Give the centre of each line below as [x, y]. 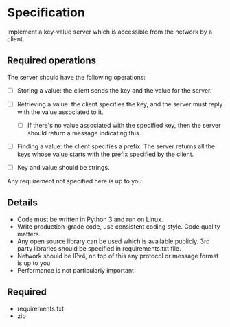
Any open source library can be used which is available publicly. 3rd [114, 241]
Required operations [51, 61]
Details [22, 203]
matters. [29, 234]
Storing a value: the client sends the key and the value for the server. [114, 90]
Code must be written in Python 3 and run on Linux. [90, 219]
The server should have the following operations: [77, 77]
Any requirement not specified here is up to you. [76, 181]
